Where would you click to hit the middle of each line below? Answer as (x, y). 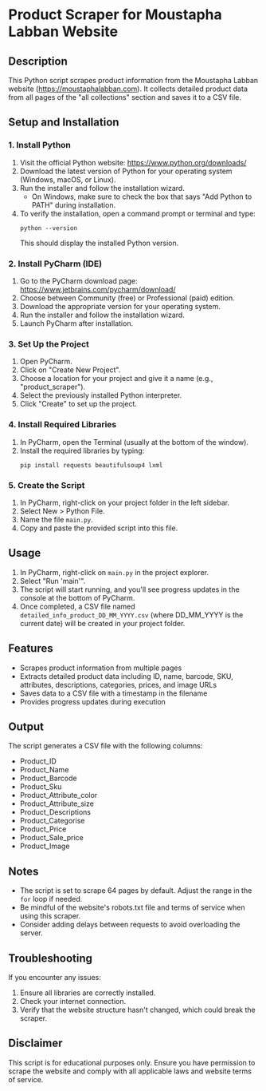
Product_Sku (41, 787)
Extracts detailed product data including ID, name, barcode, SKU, (126, 676)
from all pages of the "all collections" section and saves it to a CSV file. (125, 97)
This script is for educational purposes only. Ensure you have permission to (132, 1062)
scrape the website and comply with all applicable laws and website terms (130, 1071)
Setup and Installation (64, 123)
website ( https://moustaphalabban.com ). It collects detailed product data (128, 89)
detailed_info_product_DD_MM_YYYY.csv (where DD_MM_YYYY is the (131, 615)
